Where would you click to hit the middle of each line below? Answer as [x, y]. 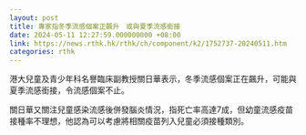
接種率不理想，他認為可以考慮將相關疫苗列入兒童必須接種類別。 [129, 121]
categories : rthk [42, 52]
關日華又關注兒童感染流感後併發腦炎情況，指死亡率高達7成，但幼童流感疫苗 [151, 109]
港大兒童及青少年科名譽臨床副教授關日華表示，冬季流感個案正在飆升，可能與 [153, 79]
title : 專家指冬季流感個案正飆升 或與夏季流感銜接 [95, 26]
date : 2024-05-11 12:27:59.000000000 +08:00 [95, 35]
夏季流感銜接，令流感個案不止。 [69, 90]
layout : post [34, 18]
